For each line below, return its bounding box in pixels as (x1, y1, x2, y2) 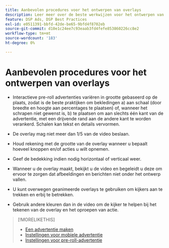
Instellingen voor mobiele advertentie (25, 231, 103, 238)
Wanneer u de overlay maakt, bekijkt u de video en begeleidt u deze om (12, 166, 162, 172)
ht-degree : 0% (5, 40, 35, 46)
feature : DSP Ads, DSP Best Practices (5, 17, 87, 22)
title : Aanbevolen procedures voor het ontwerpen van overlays (5, 7, 142, 13)
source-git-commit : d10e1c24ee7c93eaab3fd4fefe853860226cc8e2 (5, 26, 139, 31)
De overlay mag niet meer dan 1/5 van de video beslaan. (12, 131, 130, 137)
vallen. (12, 176, 27, 182)
